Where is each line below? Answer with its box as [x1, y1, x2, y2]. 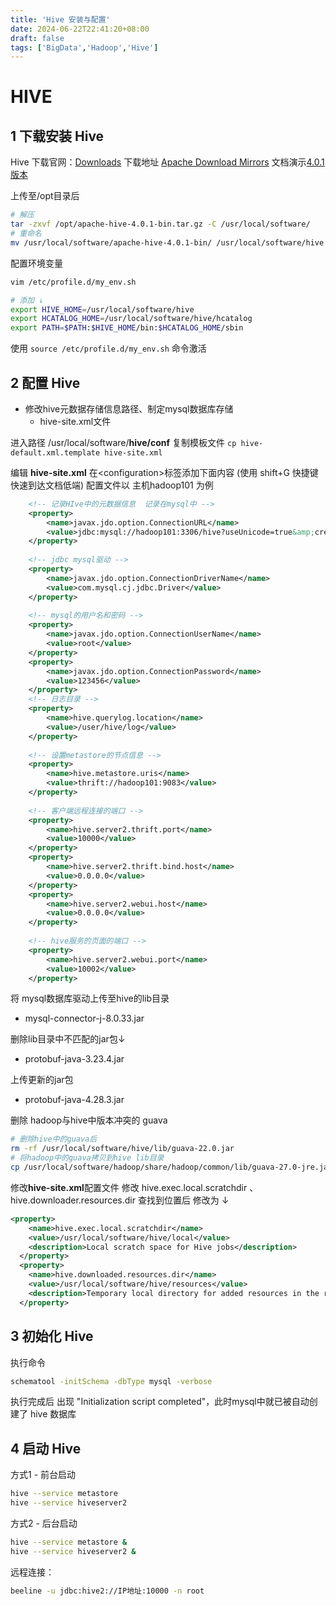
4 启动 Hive [10, 1440, 82, 1457]
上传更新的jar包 [10, 1074, 74, 1086]
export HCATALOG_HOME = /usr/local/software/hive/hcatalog [10, 314, 253, 324]
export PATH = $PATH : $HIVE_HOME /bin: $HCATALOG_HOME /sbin [10, 323, 244, 333]
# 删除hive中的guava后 [10, 1134, 98, 1145]
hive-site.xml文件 [39, 415, 112, 427]
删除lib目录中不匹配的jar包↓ [10, 1033, 126, 1045]
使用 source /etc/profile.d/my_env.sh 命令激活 [10, 342, 207, 355]
